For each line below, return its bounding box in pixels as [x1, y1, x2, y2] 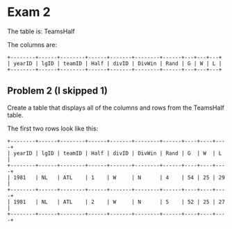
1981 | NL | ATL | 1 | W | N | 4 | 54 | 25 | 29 [13, 174, 226, 181]
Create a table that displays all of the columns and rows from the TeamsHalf [7, 103, 224, 112]
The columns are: [7, 40, 58, 49]
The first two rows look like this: [7, 124, 99, 133]
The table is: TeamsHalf [7, 27, 75, 35]
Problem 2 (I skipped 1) [7, 85, 108, 97]
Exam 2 [7, 4, 51, 20]
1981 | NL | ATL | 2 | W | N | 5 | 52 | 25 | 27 [13, 198, 226, 205]
